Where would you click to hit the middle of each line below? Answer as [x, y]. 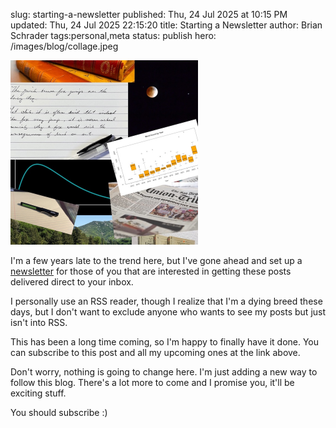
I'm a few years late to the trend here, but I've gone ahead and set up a [156, 260]
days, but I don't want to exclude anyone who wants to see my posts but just [168, 312]
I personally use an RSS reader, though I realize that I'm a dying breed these [166, 301]
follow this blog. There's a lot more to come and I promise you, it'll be [152, 382]
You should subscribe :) [59, 412]
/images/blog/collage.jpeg [64, 46]
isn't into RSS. [39, 322]
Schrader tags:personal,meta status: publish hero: [113, 35]
